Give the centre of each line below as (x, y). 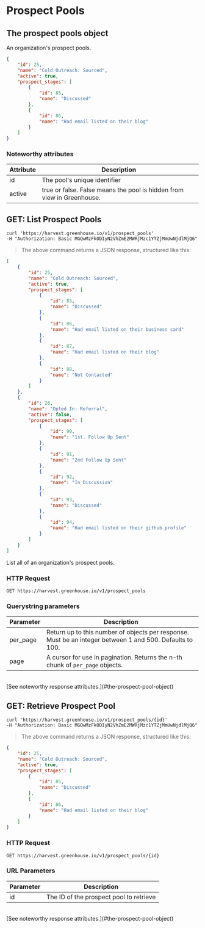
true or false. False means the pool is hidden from (113, 190)
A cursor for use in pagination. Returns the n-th (114, 658)
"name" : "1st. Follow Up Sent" (90, 437)
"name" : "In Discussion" (81, 483)
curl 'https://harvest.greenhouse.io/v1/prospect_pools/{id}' (87, 720)
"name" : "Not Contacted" (81, 375)
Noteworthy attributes (40, 154)
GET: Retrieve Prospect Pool (61, 706)
